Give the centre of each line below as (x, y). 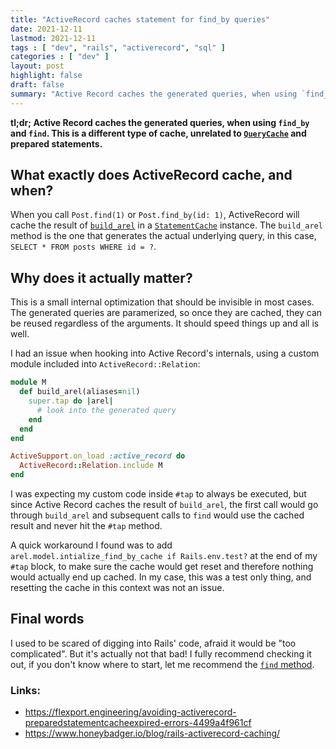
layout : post (37, 66)
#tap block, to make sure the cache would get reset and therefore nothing (162, 566)
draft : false (37, 85)
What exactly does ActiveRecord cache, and (151, 175)
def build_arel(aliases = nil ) (80, 392)
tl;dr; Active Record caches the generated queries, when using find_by (160, 122)
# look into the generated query (106, 410)
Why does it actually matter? (101, 277)
